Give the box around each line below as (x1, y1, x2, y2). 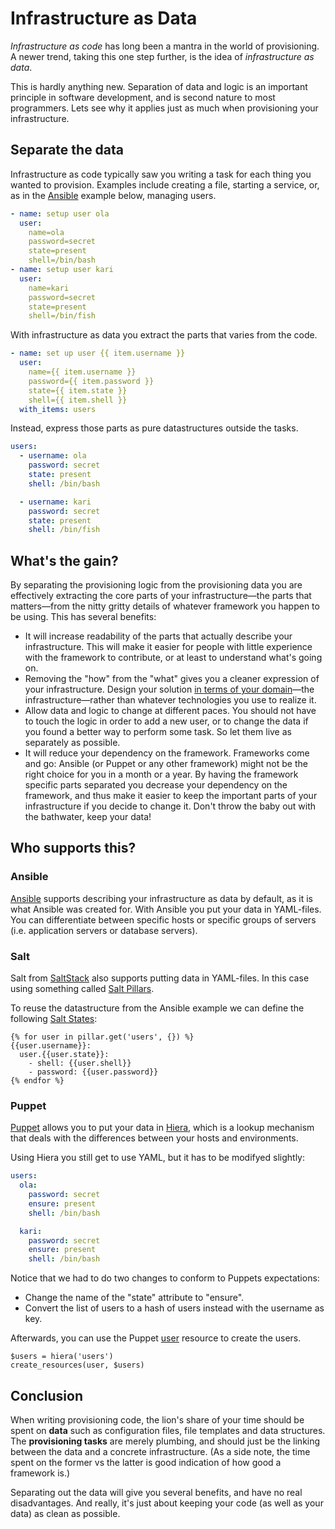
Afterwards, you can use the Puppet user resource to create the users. (10, 1332, 302, 1344)
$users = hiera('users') (10, 1352, 114, 1362)
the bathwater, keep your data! (24, 811, 152, 823)
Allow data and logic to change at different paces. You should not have (24, 705, 317, 717)
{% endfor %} (10, 1076, 65, 1086)
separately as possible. (24, 737, 121, 749)
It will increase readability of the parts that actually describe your (24, 630, 293, 642)
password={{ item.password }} (28, 376, 155, 386)
